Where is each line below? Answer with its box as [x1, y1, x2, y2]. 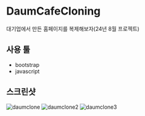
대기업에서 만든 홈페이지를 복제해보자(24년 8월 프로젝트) [6, 25, 140, 32]
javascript [14, 67, 40, 75]
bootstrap [14, 61, 40, 68]
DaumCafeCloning [6, 4, 101, 18]
